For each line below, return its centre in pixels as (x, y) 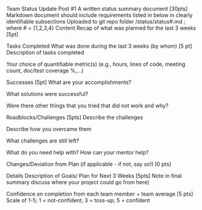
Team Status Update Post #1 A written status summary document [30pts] (97, 9)
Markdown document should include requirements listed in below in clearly (99, 15)
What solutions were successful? (47, 94)
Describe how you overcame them (49, 129)
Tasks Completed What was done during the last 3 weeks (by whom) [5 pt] (99, 46)
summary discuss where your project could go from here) (78, 182)
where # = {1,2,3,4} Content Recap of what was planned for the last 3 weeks (101, 28)
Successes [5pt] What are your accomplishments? (69, 82)
